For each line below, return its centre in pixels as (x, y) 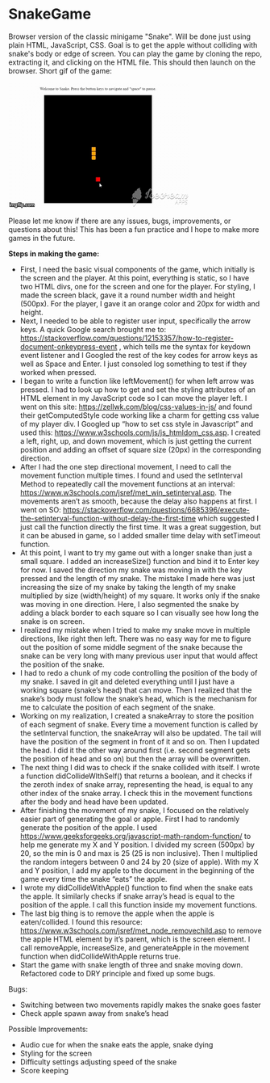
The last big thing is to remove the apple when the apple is (117, 913)
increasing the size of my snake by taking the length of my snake (128, 587)
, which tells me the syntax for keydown (185, 346)
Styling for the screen (56, 1053)
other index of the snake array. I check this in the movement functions (136, 793)
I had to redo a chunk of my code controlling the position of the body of (139, 672)
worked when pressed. (58, 372)
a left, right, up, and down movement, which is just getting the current (136, 440)
